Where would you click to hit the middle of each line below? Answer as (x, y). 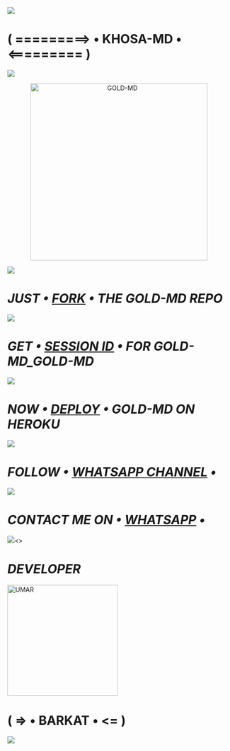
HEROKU (34, 424)
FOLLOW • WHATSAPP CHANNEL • (112, 472)
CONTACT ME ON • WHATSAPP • (106, 520)
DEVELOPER (44, 569)
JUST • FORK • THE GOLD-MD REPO (115, 299)
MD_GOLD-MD (51, 362)
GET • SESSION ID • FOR (79, 346)
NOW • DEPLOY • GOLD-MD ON (101, 409)
